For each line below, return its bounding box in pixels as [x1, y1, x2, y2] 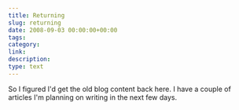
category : [8, 41, 41, 49]
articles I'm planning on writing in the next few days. [8, 92, 178, 102]
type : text [8, 63, 44, 71]
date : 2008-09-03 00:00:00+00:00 [8, 26, 118, 34]
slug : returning [8, 19, 61, 27]
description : [8, 56, 51, 64]
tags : [8, 33, 26, 42]
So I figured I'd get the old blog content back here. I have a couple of [8, 84, 232, 93]
